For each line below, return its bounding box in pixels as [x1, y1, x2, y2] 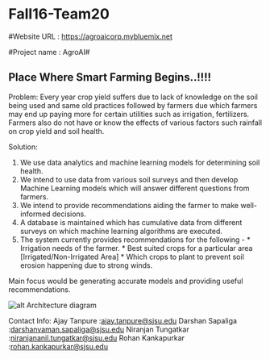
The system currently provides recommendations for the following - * [19, 235, 251, 244]
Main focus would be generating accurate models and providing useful [8, 276, 243, 286]
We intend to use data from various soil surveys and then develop [19, 174, 239, 184]
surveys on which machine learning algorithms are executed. [19, 226, 223, 236]
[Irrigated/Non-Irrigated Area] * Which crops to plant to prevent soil [19, 252, 244, 261]
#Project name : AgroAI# [8, 47, 90, 56]
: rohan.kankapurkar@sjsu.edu [8, 341, 109, 351]
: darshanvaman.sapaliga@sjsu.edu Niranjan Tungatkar [8, 324, 189, 334]
